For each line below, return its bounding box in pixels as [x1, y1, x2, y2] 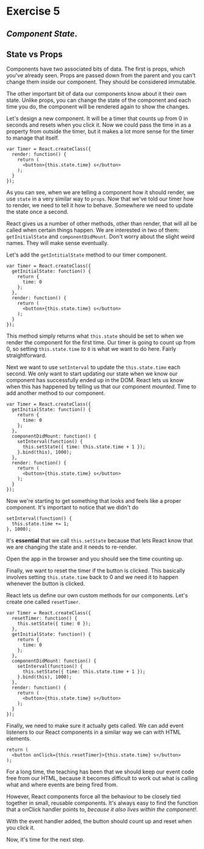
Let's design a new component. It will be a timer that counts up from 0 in [6, 115, 188, 123]
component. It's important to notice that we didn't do [6, 504, 139, 511]
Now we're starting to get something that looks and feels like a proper [6, 497, 181, 505]
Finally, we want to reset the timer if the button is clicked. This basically [6, 567, 186, 574]
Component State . [6, 29, 78, 39]
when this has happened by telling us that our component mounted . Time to [6, 383, 197, 391]
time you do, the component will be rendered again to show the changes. [6, 103, 190, 110]
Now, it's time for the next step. [6, 836, 85, 844]
